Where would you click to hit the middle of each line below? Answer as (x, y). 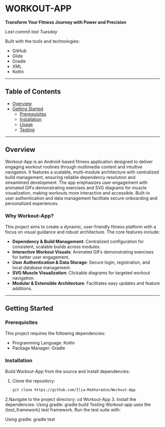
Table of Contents (33, 92)
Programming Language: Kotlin (43, 342)
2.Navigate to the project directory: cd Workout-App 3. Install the (71, 399)
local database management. (41, 267)
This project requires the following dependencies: (55, 333)
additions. (22, 288)
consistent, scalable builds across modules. (56, 247)
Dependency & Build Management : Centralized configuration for (78, 241)
